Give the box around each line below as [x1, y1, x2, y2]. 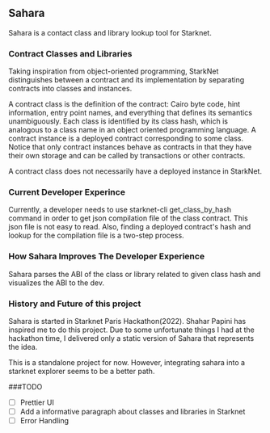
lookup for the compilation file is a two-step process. [8, 230, 184, 241]
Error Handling [19, 416, 70, 426]
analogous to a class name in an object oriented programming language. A [8, 125, 256, 135]
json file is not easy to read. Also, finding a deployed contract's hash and [8, 222, 251, 232]
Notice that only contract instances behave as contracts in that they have [8, 142, 252, 152]
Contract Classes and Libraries [8, 48, 133, 59]
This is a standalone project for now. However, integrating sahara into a [8, 358, 245, 367]
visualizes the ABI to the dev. [8, 278, 105, 288]
